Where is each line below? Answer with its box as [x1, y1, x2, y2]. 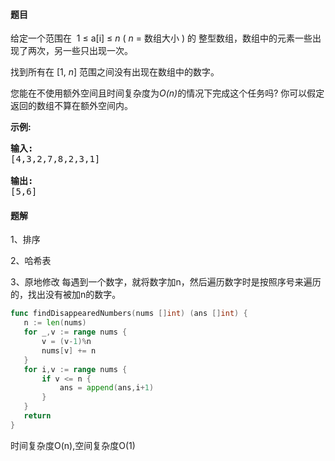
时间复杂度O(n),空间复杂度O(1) [10, 439, 136, 451]
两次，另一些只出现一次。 [27, 45, 133, 57]
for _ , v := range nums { [23, 327, 128, 338]
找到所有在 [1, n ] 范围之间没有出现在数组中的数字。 [10, 66, 220, 78]
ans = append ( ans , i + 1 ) [59, 383, 155, 393]
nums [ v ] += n [41, 345, 97, 356]
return [23, 411, 52, 421]
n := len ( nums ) [23, 318, 87, 328]
